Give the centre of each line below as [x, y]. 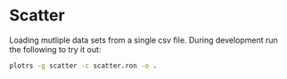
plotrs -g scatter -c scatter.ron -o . [83, 66]
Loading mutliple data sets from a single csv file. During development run [143, 40]
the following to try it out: [55, 49]
